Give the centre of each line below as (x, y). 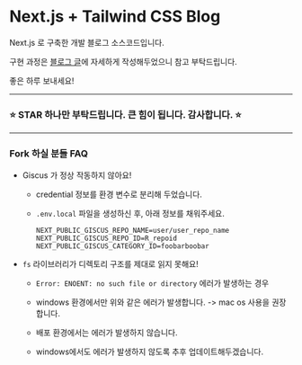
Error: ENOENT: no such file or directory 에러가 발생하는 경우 (152, 283)
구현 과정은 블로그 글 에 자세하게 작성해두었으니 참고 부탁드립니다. (124, 61)
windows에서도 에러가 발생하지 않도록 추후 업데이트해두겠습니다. (149, 352)
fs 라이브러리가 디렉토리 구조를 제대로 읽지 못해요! (111, 263)
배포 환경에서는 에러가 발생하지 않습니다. (107, 332)
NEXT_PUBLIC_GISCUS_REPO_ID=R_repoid (107, 238)
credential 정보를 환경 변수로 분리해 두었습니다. (119, 194)
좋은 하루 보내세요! (42, 80)
